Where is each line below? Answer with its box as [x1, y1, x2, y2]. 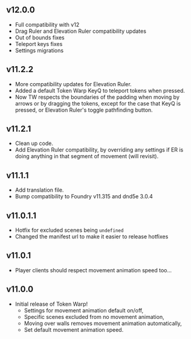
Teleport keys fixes [15, 40, 63, 47]
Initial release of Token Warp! [15, 300, 88, 307]
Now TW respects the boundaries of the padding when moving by [15, 93, 180, 101]
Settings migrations [15, 47, 64, 54]
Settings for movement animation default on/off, [24, 306, 144, 314]
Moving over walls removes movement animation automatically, [24, 320, 183, 327]
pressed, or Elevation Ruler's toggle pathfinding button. [15, 106, 153, 113]
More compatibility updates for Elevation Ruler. [15, 80, 132, 87]
